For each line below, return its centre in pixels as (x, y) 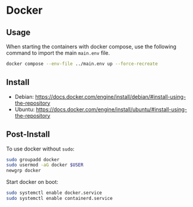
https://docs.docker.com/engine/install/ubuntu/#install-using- (111, 109)
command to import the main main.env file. (58, 53)
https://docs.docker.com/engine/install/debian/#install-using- (110, 96)
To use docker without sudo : (40, 149)
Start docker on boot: (32, 182)
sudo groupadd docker (33, 159)
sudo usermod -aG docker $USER (45, 165)
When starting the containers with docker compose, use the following (91, 46)
